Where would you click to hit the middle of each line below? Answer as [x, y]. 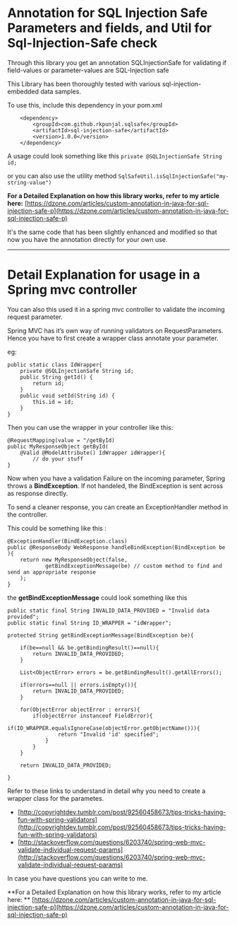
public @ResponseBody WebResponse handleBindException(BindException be [116, 547]
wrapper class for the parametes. [56, 798]
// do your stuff [58, 459]
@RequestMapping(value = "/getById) [61, 440]
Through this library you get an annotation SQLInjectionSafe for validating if [117, 62]
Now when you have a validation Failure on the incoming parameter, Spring [116, 478]
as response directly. [38, 493]
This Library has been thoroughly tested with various [84, 83]
